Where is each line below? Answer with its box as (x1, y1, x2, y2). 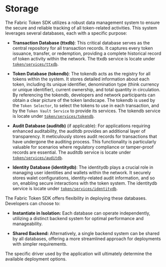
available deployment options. (5, 256, 67, 262)
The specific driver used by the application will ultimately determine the (5, 251, 152, 257)
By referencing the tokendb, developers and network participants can (12, 92, 156, 98)
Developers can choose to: (5, 200, 61, 206)
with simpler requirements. (12, 241, 68, 247)
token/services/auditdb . (12, 154, 63, 160)
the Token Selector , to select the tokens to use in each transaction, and (12, 102, 160, 108)
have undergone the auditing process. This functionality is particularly (12, 138, 157, 145)
